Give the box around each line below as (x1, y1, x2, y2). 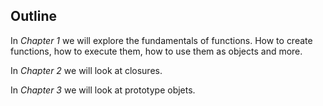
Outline (10, 8, 57, 25)
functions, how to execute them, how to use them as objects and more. (10, 45, 303, 57)
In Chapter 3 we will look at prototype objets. (10, 84, 196, 96)
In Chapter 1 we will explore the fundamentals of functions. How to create (10, 34, 313, 46)
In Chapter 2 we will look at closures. (10, 64, 163, 76)
